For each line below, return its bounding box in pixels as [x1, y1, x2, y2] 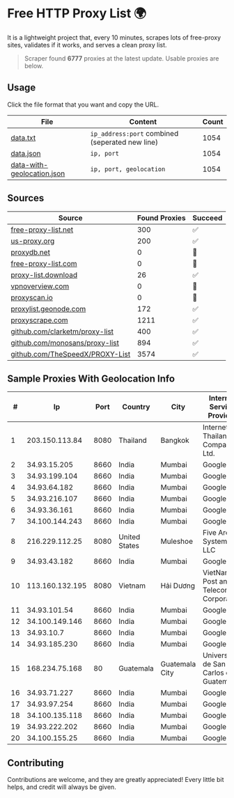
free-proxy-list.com [10, 258, 78, 268]
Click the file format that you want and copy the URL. [7, 100, 159, 109]
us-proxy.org [10, 236, 55, 246]
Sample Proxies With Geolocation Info [7, 373, 175, 384]
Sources [7, 192, 45, 204]
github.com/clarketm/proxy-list [10, 327, 114, 336]
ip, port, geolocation [90, 165, 166, 173]
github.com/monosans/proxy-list [10, 338, 120, 347]
